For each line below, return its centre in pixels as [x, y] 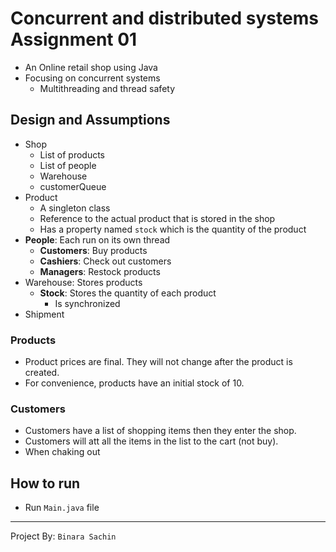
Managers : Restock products [100, 271]
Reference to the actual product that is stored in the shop [157, 218]
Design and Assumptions [90, 120]
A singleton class [75, 208]
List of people [68, 165]
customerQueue [73, 186]
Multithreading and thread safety [107, 88]
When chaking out [62, 452]
